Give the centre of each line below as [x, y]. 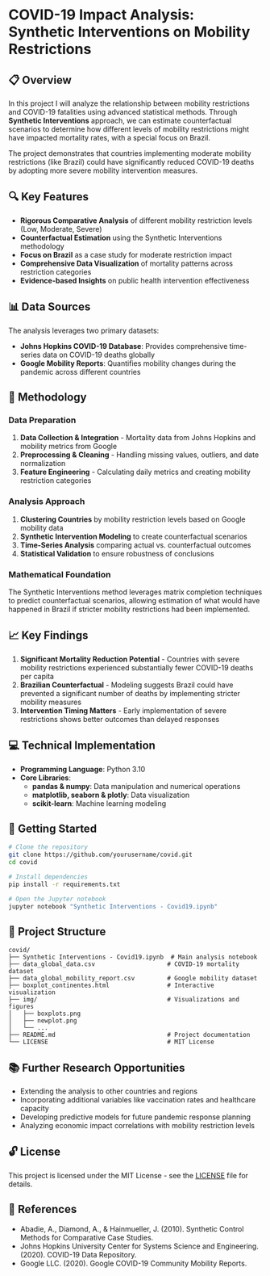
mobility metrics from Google [69, 447]
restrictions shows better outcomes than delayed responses [120, 719]
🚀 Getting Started [53, 828]
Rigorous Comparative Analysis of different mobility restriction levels [136, 220]
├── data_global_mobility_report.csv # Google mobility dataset [133, 979]
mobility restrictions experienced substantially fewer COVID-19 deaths [137, 667]
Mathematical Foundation [60, 574]
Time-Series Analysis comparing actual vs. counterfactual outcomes [135, 545]
